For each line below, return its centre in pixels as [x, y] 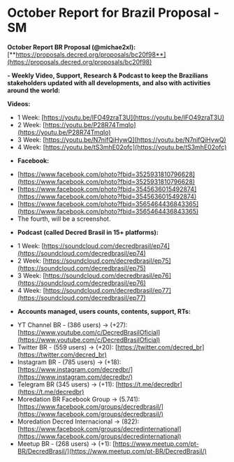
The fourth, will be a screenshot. [64, 219]
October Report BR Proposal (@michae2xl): [72, 47]
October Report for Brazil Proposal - [114, 13]
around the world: [34, 90]
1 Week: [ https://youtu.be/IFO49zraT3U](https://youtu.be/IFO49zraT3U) [121, 117]
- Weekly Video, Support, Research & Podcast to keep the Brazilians [108, 75]
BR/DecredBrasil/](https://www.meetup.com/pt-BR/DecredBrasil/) [112, 451]
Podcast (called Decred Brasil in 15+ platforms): [88, 232]
